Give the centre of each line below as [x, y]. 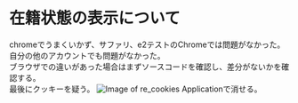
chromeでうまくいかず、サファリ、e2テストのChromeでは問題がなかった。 [147, 44]
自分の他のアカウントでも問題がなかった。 [87, 55]
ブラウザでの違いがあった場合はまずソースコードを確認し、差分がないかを [145, 67]
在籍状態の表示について [95, 18]
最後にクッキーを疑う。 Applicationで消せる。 [136, 89]
